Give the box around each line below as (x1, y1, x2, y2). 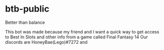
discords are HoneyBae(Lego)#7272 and (5, 39, 88, 45)
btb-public (5, 3, 50, 15)
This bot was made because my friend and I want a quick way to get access (5, 29, 160, 34)
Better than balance (5, 19, 45, 25)
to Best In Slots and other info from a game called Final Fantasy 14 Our (5, 34, 148, 40)
